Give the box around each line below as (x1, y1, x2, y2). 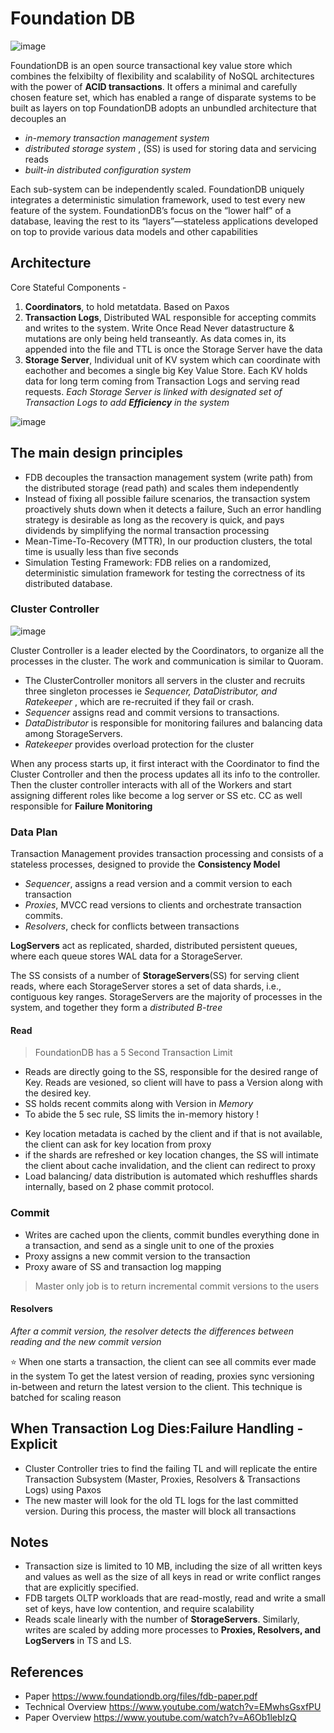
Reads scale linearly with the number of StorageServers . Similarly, (24, 1613, 300, 1626)
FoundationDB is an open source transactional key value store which (10, 59, 293, 71)
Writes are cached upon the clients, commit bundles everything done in (24, 1228, 320, 1241)
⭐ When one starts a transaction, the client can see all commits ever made (10, 1355, 317, 1367)
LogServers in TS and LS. (24, 1635, 132, 1647)
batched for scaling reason (10, 1391, 122, 1403)
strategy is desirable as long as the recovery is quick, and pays (24, 513, 285, 526)
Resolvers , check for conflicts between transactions (24, 920, 240, 932)
